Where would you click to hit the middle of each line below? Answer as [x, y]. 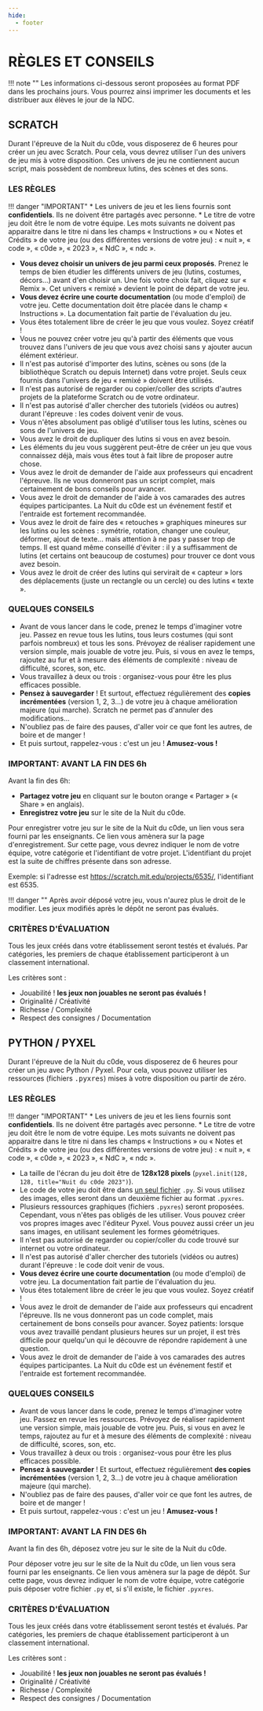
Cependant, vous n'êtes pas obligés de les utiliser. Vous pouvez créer [132, 1214]
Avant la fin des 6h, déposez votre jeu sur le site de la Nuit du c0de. [117, 1548]
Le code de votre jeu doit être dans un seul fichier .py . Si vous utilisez [132, 1190]
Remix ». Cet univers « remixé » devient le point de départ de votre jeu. [134, 288]
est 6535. [24, 885]
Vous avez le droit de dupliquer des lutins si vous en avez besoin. [125, 439]
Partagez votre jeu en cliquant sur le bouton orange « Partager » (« [129, 796]
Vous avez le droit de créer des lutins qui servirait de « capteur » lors [131, 572]
